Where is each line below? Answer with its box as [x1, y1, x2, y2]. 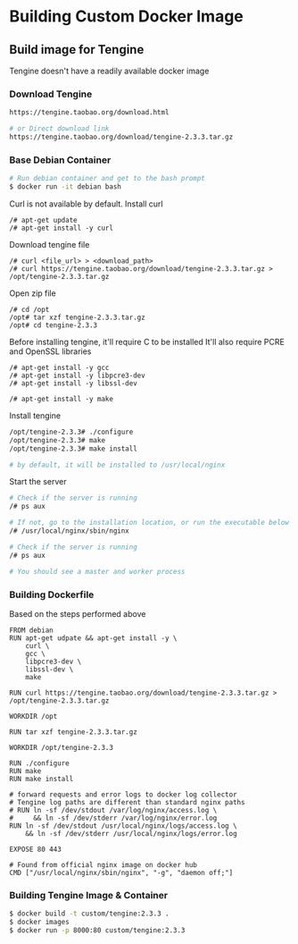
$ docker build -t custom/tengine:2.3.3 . [9, 909, 170, 918]
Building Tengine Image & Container [9, 889, 168, 901]
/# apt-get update [9, 215, 78, 224]
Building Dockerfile [9, 588, 95, 601]
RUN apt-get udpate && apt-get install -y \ [9, 633, 178, 643]
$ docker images [9, 918, 70, 927]
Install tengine [9, 409, 61, 421]
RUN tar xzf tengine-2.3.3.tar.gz [9, 727, 138, 737]
